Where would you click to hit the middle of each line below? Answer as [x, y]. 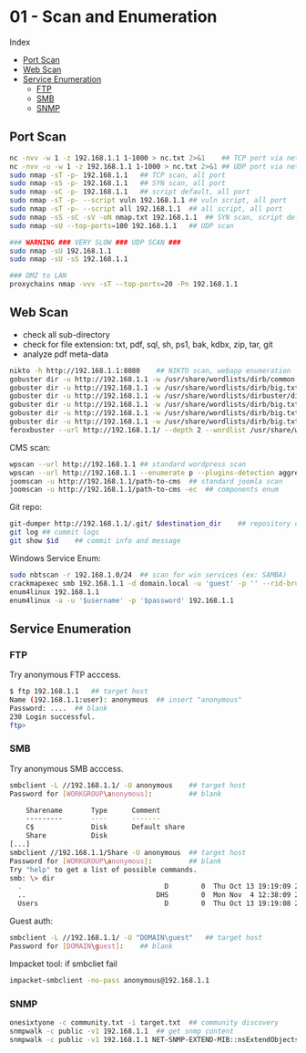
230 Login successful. [52, 717]
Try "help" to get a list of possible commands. [103, 870]
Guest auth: [31, 921]
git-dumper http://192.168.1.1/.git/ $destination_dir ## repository [150, 524]
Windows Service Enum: [56, 558]
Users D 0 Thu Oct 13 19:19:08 [154, 904]
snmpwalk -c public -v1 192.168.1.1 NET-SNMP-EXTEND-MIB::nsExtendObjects [154, 1039]
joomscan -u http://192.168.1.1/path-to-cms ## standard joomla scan [146, 481]
